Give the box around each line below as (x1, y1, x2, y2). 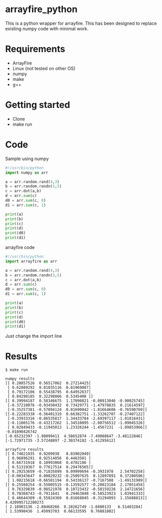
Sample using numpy (5, 156, 49, 162)
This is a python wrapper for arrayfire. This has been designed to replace (5, 20, 157, 26)
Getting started (5, 99, 70, 111)
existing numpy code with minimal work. (5, 25, 89, 31)
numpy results (5, 376, 35, 382)
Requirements (5, 43, 65, 55)
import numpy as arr (5, 170, 49, 175)
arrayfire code (5, 244, 35, 250)
